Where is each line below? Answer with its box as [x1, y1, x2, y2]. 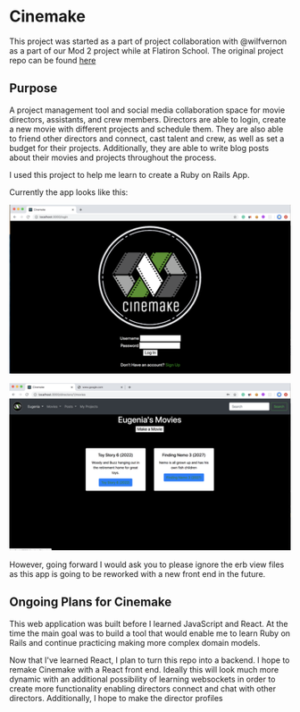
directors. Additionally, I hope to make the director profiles [9, 692, 223, 703]
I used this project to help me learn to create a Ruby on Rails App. [9, 169, 250, 180]
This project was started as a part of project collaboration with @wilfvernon [9, 36, 287, 47]
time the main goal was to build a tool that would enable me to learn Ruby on [9, 628, 291, 639]
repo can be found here [9, 55, 96, 65]
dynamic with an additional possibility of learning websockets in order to [9, 674, 276, 684]
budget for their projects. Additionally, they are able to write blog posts [9, 142, 270, 153]
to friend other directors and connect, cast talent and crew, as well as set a [9, 132, 285, 144]
